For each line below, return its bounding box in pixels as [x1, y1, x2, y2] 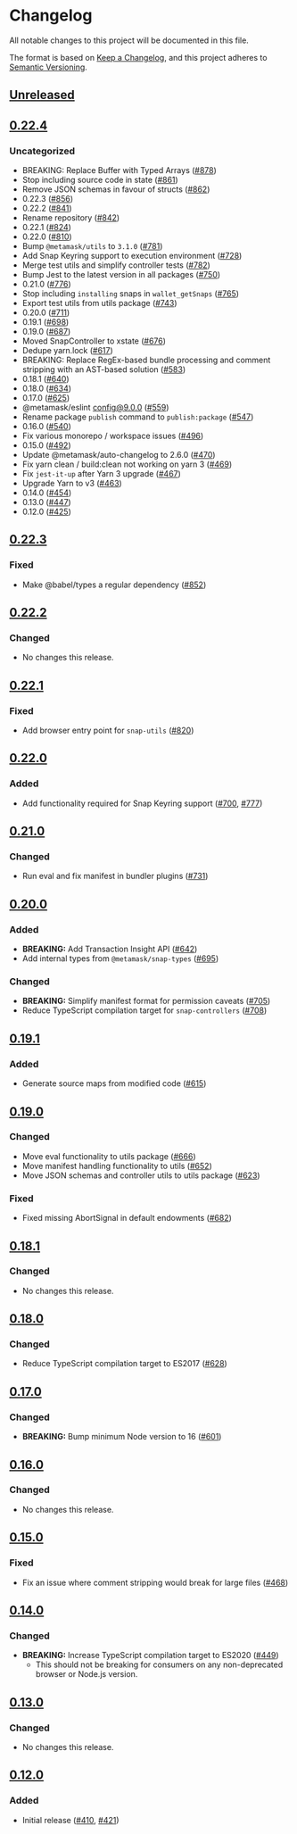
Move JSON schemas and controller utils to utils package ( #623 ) [21, 1170, 260, 1181]
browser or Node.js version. [35, 1669, 138, 1680]
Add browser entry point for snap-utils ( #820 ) [21, 725, 194, 736]
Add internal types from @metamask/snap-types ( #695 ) [21, 953, 219, 964]
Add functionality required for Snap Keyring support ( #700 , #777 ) [21, 798, 263, 809]
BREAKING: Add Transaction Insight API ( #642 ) [21, 943, 198, 955]
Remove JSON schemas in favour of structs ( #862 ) [21, 184, 210, 195]
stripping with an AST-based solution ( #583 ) [21, 364, 186, 375]
